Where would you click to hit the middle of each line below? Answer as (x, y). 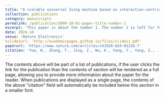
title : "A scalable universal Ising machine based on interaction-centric (83, 10)
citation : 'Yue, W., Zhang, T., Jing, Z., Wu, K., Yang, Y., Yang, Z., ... (84, 50)
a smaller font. (20, 90)
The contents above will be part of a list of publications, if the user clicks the (82, 64)
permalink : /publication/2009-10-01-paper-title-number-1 (66, 23)
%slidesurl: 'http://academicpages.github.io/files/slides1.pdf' (73, 41)
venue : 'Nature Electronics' (35, 37)
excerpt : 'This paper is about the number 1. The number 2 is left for (80, 28)
